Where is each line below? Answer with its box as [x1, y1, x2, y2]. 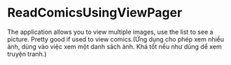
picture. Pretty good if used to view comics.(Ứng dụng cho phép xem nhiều [7, 35, 225, 43]
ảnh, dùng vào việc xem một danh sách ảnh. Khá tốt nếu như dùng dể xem [7, 42, 222, 50]
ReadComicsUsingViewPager [7, 5, 183, 21]
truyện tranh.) [7, 50, 47, 58]
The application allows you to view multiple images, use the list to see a [7, 28, 213, 36]
